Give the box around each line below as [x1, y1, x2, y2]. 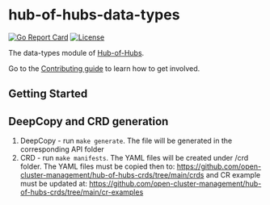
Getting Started [8, 87, 88, 101]
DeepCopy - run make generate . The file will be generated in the [19, 136, 233, 146]
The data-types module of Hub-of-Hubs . [8, 48, 145, 57]
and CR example [205, 170, 261, 180]
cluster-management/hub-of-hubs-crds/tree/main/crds [19, 170, 205, 180]
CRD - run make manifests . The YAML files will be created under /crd [19, 153, 249, 163]
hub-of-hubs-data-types [8, 6, 180, 24]
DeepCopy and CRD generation [8, 115, 169, 128]
